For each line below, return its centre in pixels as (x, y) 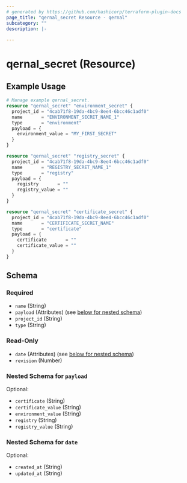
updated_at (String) (38, 473)
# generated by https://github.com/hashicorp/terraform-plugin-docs (94, 12)
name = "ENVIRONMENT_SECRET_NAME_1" (66, 117)
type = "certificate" (47, 229)
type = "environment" (47, 123)
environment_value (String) (48, 414)
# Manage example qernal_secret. (48, 100)
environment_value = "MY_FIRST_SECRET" (67, 134)
